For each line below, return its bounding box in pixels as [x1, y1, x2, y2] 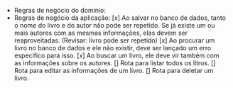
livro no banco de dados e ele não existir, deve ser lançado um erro [13, 44, 212, 52]
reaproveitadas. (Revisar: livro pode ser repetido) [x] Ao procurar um [13, 36, 215, 45]
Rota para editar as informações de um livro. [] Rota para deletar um [13, 67, 214, 75]
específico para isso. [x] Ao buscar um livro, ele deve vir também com [13, 51, 220, 60]
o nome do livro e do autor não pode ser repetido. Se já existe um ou [13, 21, 215, 29]
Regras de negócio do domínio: [13, 6, 107, 14]
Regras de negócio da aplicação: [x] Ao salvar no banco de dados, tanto [13, 13, 226, 22]
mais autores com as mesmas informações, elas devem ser [13, 28, 188, 37]
